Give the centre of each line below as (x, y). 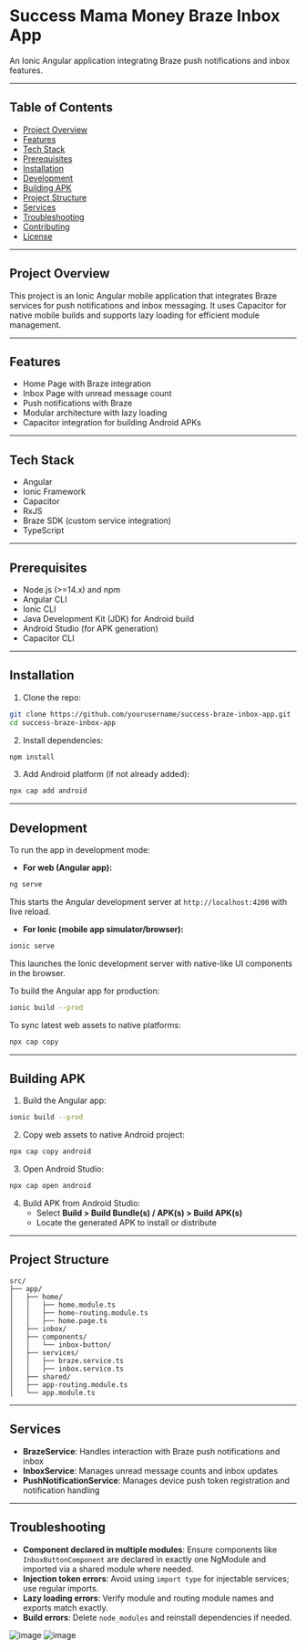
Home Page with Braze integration (87, 384)
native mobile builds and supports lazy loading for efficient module (135, 315)
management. (36, 324)
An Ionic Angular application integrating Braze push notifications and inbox (150, 60)
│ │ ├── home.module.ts (63, 1305)
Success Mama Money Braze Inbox (145, 16)
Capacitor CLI (48, 638)
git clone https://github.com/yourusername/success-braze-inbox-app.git (150, 714)
